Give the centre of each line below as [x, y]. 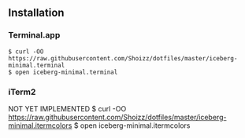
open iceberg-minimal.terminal [67, 72]
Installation [36, 13]
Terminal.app [34, 35]
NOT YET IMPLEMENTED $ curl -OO [67, 108]
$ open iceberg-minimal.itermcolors [132, 125]
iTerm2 [22, 92]
